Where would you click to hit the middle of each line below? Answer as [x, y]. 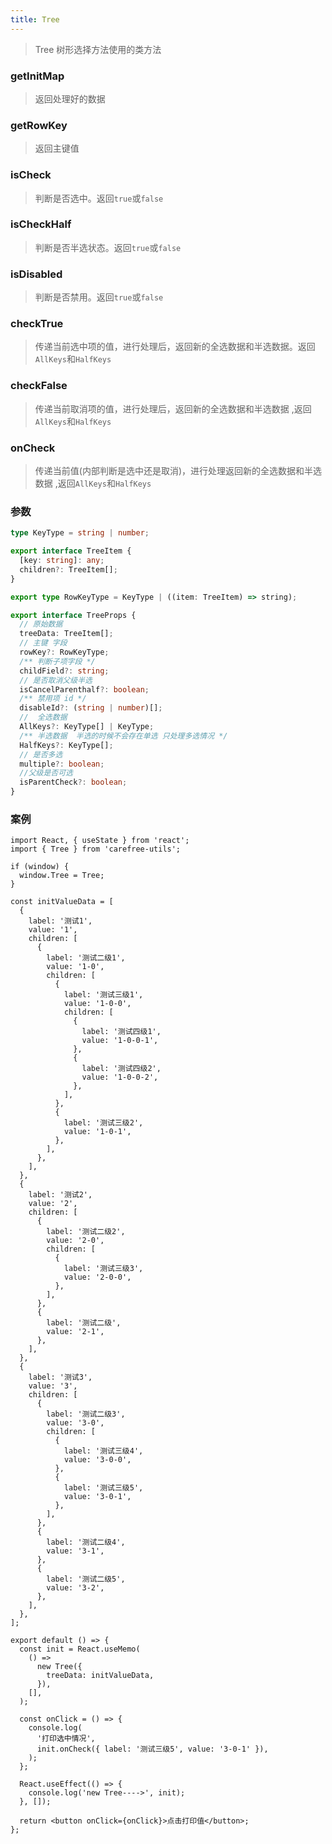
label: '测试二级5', [86, 1579]
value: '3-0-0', [97, 1460]
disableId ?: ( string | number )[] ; [91, 708]
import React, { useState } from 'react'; [100, 841]
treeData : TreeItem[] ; [66, 634]
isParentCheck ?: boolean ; [73, 782]
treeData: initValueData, [100, 1676]
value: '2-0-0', [97, 1277]
